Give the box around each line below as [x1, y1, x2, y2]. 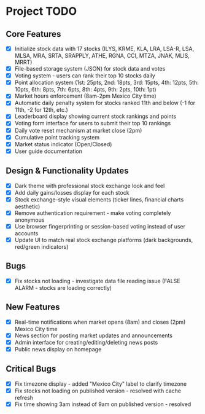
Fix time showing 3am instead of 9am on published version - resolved [14, 400, 191, 408]
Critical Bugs [6, 364, 56, 374]
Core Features [6, 29, 61, 39]
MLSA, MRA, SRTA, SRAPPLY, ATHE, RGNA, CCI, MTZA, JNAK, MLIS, [14, 52, 190, 60]
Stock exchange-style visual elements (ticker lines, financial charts [14, 195, 184, 203]
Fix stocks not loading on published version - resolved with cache [14, 387, 182, 394]
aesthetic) [14, 203, 41, 210]
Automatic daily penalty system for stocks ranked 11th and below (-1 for [14, 100, 196, 107]
